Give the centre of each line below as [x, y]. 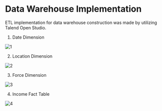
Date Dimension [28, 37]
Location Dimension [32, 56]
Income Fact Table [31, 94]
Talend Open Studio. [26, 27]
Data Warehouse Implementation [73, 9]
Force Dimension [29, 75]
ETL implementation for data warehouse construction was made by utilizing [81, 22]
